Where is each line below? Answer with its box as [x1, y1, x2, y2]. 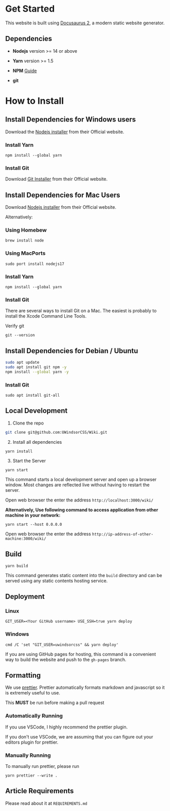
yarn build [5, 563, 28, 568]
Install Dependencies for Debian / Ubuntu [5, 346, 138, 355]
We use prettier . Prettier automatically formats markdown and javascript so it [5, 684, 165, 690]
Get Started [5, 3, 55, 15]
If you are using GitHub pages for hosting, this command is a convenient [5, 651, 156, 657]
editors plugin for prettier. [5, 739, 59, 745]
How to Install [5, 95, 64, 106]
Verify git [5, 323, 24, 329]
